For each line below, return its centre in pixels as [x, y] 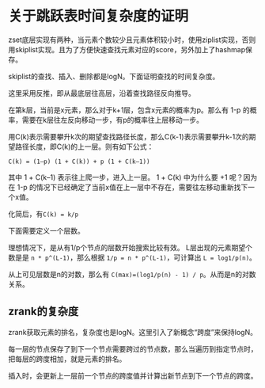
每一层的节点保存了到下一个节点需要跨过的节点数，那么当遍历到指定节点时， [133, 348]
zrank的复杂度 [44, 312]
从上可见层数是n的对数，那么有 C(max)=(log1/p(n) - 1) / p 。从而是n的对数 [132, 274]
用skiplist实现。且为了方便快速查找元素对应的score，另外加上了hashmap [127, 49]
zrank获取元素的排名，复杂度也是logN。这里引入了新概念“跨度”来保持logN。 [132, 332]
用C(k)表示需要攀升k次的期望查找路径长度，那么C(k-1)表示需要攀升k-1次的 [129, 136]
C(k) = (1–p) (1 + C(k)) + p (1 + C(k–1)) [79, 162]
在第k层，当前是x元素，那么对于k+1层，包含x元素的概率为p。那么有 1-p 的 [129, 110]
